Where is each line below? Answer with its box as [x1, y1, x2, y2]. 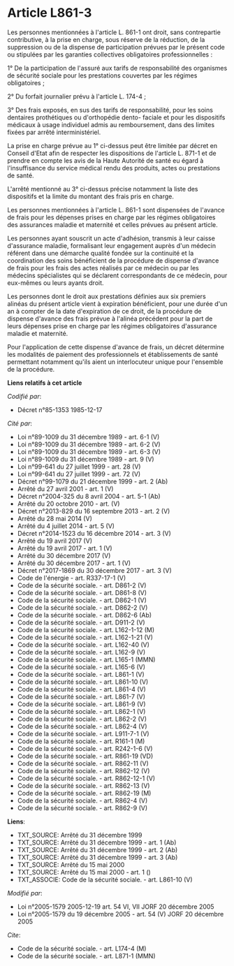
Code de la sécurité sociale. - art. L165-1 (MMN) [17, 655, 156, 664]
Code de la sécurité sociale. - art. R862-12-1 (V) [17, 774, 156, 782]
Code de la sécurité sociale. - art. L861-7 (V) [17, 692, 145, 701]
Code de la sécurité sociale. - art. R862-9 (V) [17, 803, 148, 812]
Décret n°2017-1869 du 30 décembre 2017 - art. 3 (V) [17, 566, 173, 574]
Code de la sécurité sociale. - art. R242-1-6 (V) [17, 744, 153, 752]
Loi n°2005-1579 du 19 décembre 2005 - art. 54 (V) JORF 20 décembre [17, 909, 224, 918]
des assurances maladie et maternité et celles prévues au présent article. [7, 220, 218, 228]
